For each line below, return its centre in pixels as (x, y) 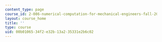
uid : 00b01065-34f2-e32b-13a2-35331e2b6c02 (49, 32)
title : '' (15, 23)
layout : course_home (26, 18)
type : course (18, 28)
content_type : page (25, 9)
